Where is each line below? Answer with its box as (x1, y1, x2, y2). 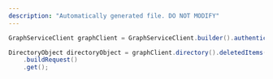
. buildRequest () (23, 56, 79, 64)
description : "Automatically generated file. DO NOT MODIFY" (8, 11, 220, 20)
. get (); (23, 64, 49, 72)
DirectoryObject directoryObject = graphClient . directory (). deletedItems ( (8, 48, 267, 56)
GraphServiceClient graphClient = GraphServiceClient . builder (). (8, 34, 234, 42)
